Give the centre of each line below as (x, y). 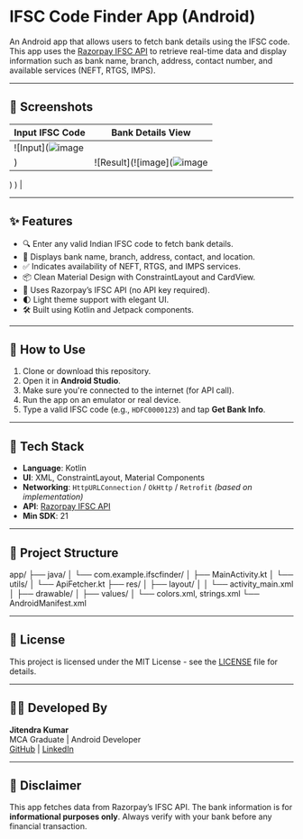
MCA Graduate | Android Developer (75, 739)
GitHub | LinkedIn (41, 749)
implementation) (53, 497)
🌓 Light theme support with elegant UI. (96, 299)
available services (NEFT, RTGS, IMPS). (83, 70)
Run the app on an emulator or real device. (101, 400)
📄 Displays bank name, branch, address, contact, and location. (138, 256)
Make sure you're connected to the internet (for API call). (128, 390)
